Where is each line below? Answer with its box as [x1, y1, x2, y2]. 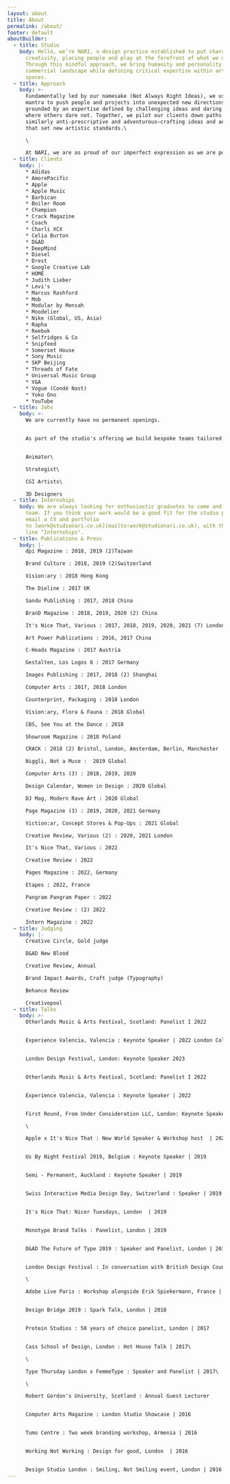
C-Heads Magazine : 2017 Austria [25, 646, 121, 654]
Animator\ [25, 453, 53, 460]
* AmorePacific [25, 175, 69, 181]
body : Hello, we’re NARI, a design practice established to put [19, 49, 207, 55]
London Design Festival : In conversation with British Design [25, 1263, 210, 1270]
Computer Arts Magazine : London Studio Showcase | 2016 [25, 1411, 192, 1418]
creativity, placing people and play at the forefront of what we [25, 55, 219, 62]
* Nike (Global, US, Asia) [25, 315, 103, 322]
